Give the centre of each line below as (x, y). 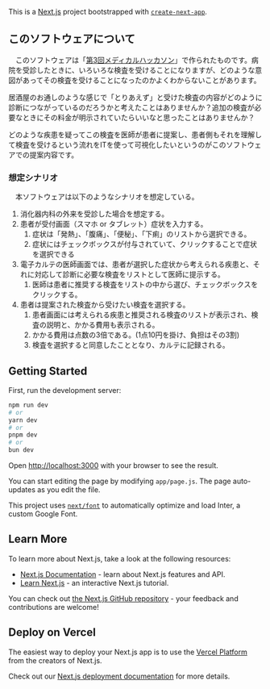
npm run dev (28, 405)
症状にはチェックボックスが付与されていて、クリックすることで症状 (145, 244)
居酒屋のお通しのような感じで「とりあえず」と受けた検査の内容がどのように (135, 97)
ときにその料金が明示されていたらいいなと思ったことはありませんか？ (139, 117)
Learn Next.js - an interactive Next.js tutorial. (94, 583)
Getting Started (48, 371)
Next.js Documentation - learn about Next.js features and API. (123, 574)
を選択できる (53, 254)
